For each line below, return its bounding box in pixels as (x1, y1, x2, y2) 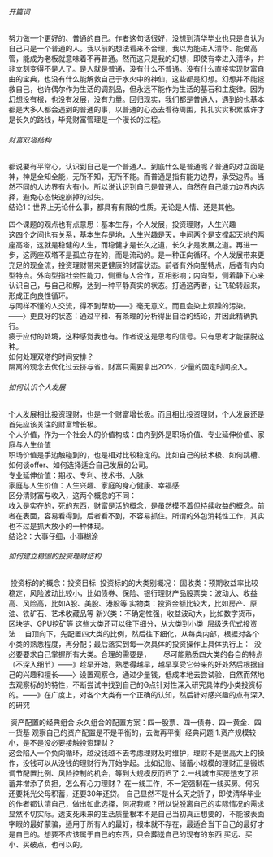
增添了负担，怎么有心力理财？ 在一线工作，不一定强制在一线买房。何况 (22, 778, 260, 788)
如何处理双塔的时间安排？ (8, 352, 94, 361)
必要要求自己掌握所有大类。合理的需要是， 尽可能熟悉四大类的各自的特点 (8, 649, 263, 658)
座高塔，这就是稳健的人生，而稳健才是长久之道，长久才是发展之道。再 (8, 240, 244, 250)
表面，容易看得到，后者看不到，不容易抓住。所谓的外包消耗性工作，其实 (22, 510, 265, 520)
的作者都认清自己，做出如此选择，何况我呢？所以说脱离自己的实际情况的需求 (8, 798, 265, 808)
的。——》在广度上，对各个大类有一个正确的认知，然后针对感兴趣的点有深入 (8, 689, 265, 699)
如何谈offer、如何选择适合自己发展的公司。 (8, 460, 153, 470)
